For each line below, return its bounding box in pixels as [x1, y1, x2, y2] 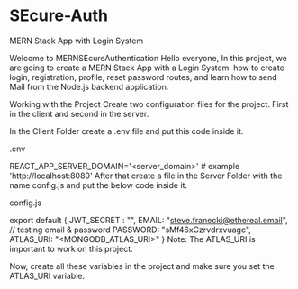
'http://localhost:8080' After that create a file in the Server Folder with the [9, 170, 283, 181]
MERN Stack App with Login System [9, 35, 144, 46]
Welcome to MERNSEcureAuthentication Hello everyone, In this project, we [9, 52, 288, 63]
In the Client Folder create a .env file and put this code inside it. [9, 125, 244, 136]
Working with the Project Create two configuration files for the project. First [9, 98, 289, 109]
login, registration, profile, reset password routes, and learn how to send [9, 71, 277, 82]
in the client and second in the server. [9, 108, 149, 119]
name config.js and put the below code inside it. [9, 179, 187, 190]
